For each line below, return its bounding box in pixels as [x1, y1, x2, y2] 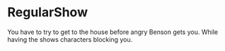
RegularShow [7, 4, 88, 21]
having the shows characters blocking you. [7, 35, 133, 43]
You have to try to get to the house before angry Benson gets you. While [7, 28, 218, 36]
